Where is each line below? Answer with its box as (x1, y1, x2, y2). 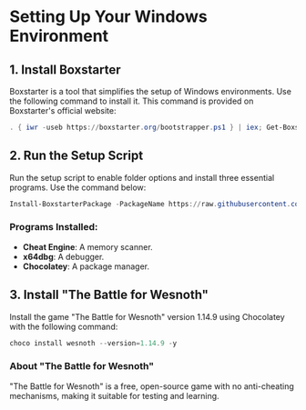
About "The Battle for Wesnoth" (9, 360, 155, 373)
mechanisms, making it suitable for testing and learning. (9, 390, 220, 401)
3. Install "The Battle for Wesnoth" (9, 287, 209, 303)
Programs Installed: (9, 221, 98, 234)
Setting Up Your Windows (9, 6, 208, 27)
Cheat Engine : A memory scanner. (22, 241, 153, 252)
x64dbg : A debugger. (22, 251, 105, 262)
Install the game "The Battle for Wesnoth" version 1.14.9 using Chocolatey (9, 311, 285, 322)
